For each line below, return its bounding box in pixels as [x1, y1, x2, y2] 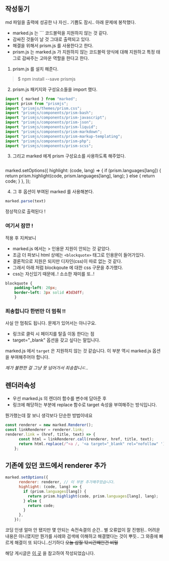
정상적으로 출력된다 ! [5, 208, 46, 214]
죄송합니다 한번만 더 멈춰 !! [5, 308, 66, 315]
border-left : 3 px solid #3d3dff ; [14, 290, 84, 295]
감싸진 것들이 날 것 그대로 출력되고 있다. [12, 36, 91, 42]
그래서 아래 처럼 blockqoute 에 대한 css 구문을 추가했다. [12, 264, 123, 270]
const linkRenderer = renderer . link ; [5, 427, 84, 432]
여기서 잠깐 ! [5, 222, 34, 230]
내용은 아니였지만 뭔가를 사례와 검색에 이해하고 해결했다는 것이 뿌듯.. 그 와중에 [5, 533, 158, 539]
